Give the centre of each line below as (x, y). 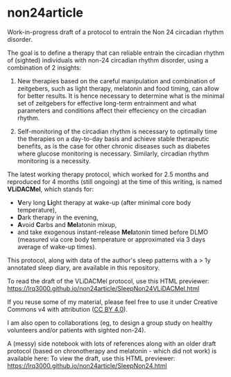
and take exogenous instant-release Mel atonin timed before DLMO (112, 232)
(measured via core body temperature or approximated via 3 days (111, 239)
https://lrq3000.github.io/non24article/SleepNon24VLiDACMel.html (103, 288)
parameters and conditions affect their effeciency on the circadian (112, 110)
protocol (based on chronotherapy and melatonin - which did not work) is (112, 351)
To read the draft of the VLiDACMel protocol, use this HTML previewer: (108, 281)
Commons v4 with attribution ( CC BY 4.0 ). (68, 309)
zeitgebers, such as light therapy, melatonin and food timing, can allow (118, 88)
